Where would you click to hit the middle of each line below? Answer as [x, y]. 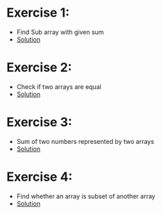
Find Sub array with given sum [60, 32]
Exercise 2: [39, 68]
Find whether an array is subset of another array [86, 196]
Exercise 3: [39, 122]
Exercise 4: [40, 177]
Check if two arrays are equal [59, 87]
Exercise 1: [38, 13]
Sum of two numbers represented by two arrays [85, 141]
